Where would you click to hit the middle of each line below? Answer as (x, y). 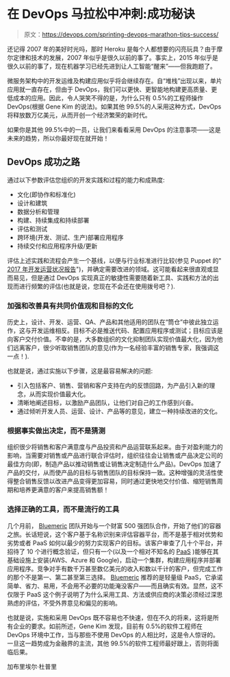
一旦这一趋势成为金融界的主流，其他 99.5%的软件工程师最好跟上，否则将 (110, 643)
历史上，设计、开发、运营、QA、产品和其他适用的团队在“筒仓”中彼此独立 (110, 322)
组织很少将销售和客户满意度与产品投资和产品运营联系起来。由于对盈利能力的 (115, 447)
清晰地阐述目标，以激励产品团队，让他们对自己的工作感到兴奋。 (107, 403)
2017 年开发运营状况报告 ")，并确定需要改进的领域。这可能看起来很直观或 (110, 269)
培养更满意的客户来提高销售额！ (64, 490)
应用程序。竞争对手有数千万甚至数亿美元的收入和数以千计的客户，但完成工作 (115, 569)
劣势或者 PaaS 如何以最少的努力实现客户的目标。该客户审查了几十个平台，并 (115, 542)
